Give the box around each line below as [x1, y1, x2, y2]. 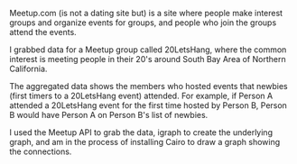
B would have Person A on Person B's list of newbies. [9, 110, 209, 120]
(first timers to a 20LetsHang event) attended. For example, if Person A [9, 90, 274, 101]
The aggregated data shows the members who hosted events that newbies [9, 81, 288, 91]
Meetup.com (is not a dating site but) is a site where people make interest [9, 8, 283, 18]
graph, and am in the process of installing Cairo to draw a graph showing [9, 137, 281, 147]
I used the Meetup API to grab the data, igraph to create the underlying [9, 127, 274, 138]
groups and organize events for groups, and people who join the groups [9, 17, 277, 28]
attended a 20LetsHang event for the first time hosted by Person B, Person [9, 100, 287, 111]
